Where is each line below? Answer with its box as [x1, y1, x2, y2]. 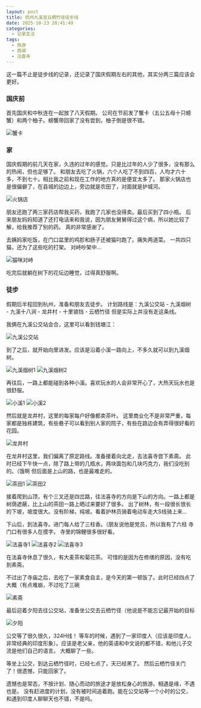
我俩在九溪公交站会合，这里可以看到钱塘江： [6, 320, 117, 328]
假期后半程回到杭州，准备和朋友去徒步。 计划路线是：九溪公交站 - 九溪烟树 [6, 300, 191, 307]
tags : [6, 37, 20, 43]
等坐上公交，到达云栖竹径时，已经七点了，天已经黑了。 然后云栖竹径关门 [6, 659, 186, 667]
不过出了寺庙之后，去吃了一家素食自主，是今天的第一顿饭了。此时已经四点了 [6, 573, 195, 581]
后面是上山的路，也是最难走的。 [36, 467, 115, 474]
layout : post [6, 8, 39, 15]
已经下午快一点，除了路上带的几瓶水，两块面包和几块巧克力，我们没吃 [11, 459, 184, 467]
